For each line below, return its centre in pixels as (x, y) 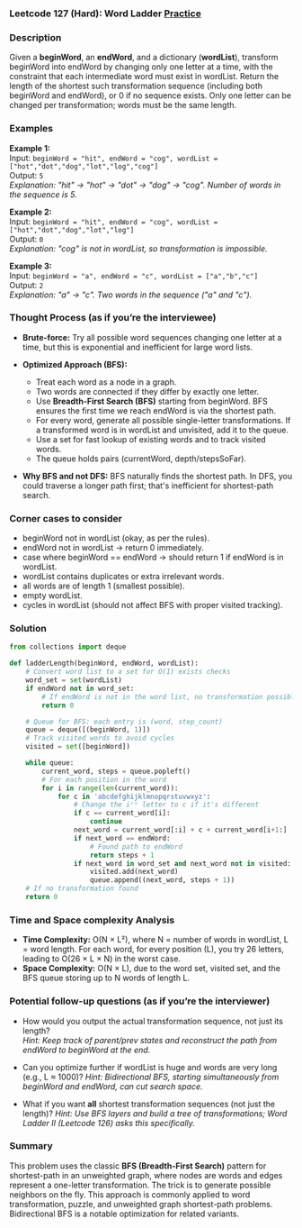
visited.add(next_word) (134, 872)
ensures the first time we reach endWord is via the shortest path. (156, 410)
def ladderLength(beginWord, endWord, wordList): (104, 664)
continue (106, 822)
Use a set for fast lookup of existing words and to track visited (151, 439)
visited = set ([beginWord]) (78, 747)
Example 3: (31, 266)
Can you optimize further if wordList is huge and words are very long (150, 1067)
